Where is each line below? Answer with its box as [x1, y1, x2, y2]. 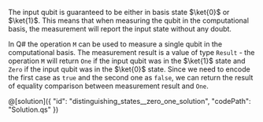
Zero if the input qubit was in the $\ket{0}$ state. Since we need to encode [8, 65, 250, 74]
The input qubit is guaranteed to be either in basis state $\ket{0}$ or [8, 8, 230, 17]
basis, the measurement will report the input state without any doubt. [8, 24, 232, 33]
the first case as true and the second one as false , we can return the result [8, 73, 254, 82]
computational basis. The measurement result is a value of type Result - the [8, 48, 255, 57]
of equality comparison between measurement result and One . [8, 81, 209, 91]
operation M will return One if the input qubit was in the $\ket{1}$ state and [8, 56, 246, 65]
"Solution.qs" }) [8, 105, 59, 114]
